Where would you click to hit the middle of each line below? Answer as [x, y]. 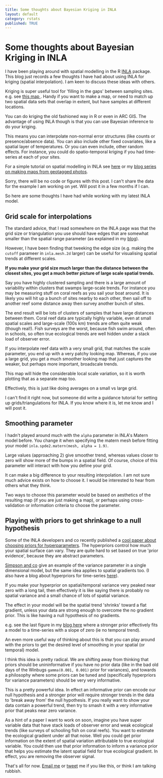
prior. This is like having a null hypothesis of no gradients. [63, 615]
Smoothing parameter [39, 423]
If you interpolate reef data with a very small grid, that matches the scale [78, 348]
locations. [15, 107]
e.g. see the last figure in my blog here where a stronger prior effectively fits [81, 625]
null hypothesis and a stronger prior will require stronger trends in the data [80, 695]
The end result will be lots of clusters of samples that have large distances [80, 313]
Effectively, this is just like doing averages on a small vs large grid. [71, 388]
